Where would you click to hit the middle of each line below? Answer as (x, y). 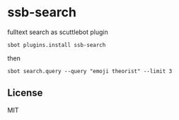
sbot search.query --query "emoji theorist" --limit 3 (90, 71)
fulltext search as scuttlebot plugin (58, 32)
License (25, 93)
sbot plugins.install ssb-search (57, 45)
